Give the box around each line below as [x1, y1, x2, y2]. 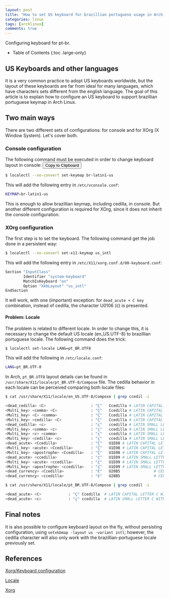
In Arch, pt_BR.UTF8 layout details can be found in [5, 374, 108, 380]
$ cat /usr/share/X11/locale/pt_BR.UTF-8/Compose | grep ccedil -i [5, 483, 150, 488]
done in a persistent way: [5, 241, 58, 247]
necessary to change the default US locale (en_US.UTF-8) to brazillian [5, 330, 151, 337]
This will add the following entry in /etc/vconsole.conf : [5, 182, 120, 188]
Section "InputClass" [5, 269, 51, 275]
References [5, 555, 42, 563]
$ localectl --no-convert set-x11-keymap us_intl [5, 250, 112, 256]
